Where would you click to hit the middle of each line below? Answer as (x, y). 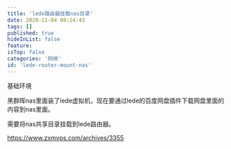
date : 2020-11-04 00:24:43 (46, 20)
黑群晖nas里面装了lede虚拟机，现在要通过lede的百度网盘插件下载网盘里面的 (116, 100)
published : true (31, 33)
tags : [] (20, 26)
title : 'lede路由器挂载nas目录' (50, 14)
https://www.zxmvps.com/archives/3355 (66, 138)
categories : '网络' (34, 59)
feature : (20, 46)
